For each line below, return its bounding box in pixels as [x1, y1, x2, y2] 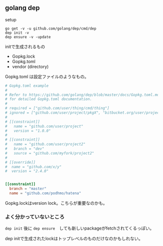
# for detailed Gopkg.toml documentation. [5, 97, 92, 102]
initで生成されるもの [5, 44, 45, 49]
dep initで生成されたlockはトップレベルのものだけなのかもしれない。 [5, 236, 143, 242]
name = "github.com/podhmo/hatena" [9, 191, 81, 196]
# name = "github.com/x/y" [5, 164, 62, 169]
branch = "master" [9, 186, 47, 191]
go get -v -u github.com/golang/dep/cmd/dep [5, 26, 97, 31]
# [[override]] [5, 160, 36, 165]
